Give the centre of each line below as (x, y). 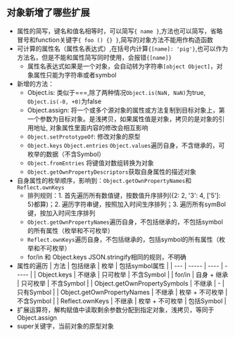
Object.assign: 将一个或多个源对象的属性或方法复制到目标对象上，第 (126, 110)
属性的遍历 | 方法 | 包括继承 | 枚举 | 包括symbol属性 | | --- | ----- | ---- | (120, 265)
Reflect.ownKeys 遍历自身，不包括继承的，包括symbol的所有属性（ (123, 239)
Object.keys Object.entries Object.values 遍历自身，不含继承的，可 (126, 145)
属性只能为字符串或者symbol (75, 75)
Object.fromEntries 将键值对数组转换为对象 (90, 163)
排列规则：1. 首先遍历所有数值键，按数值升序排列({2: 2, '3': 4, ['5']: (124, 195)
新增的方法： (35, 84)
